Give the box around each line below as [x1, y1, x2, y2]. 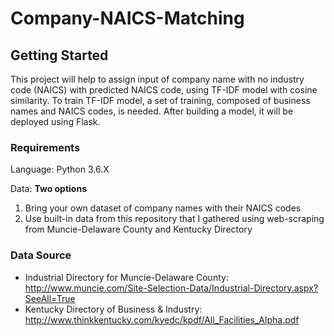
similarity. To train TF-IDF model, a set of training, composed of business [10, 95, 311, 106]
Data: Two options [10, 183, 88, 195]
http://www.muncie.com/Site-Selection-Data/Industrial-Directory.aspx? [24, 282, 319, 294]
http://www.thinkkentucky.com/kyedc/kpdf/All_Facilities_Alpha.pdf [24, 313, 300, 326]
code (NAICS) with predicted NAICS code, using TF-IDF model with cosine [10, 84, 318, 96]
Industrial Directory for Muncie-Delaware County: [24, 271, 229, 283]
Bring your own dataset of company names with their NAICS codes [24, 202, 302, 214]
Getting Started [10, 47, 109, 64]
